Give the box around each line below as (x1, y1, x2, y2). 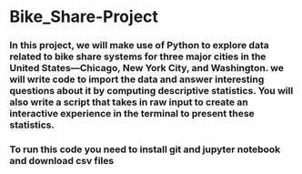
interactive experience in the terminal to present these (9, 107, 255, 120)
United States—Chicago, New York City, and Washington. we (9, 62, 285, 75)
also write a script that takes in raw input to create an (9, 96, 248, 108)
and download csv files (9, 155, 115, 168)
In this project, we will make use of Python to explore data (9, 39, 270, 52)
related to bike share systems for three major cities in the (9, 50, 267, 63)
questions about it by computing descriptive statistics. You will (9, 85, 294, 97)
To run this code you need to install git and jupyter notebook (9, 143, 281, 156)
